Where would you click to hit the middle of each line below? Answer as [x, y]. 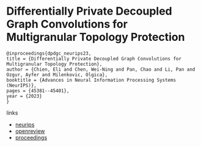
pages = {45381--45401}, [38, 91]
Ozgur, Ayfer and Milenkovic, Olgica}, [57, 74]
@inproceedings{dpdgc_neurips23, [49, 53]
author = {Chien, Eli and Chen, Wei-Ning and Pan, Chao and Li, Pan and [101, 69]
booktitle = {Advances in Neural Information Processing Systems [91, 80]
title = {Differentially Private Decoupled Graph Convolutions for [94, 59]
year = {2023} [24, 96]
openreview [30, 131]
